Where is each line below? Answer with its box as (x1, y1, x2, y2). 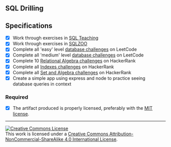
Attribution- (109, 131, 134, 137)
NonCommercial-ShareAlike (5, 136, 64, 142)
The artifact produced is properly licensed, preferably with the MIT (12, 105, 153, 111)
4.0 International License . (64, 136, 118, 142)
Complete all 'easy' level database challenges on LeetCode (12, 46, 137, 52)
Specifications (5, 21, 52, 30)
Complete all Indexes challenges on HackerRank (12, 64, 115, 70)
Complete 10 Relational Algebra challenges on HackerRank (12, 58, 136, 64)
